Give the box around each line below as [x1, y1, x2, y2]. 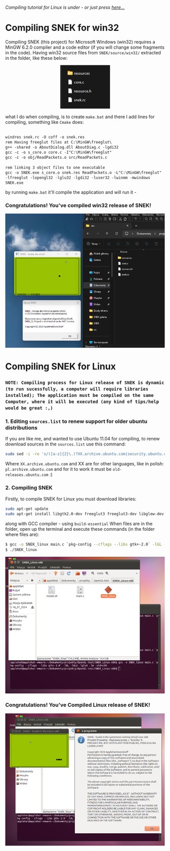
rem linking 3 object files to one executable [5, 165, 105, 170]
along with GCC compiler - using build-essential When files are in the [5, 521, 153, 527]
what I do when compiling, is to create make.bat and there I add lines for [5, 114, 155, 120]
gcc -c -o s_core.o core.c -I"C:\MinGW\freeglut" [5, 150, 112, 155]
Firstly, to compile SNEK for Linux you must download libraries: [5, 496, 137, 502]
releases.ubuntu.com [5, 472, 49, 478]
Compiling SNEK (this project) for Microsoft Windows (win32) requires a [5, 39, 155, 45]
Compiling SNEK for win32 [5, 22, 119, 33]
